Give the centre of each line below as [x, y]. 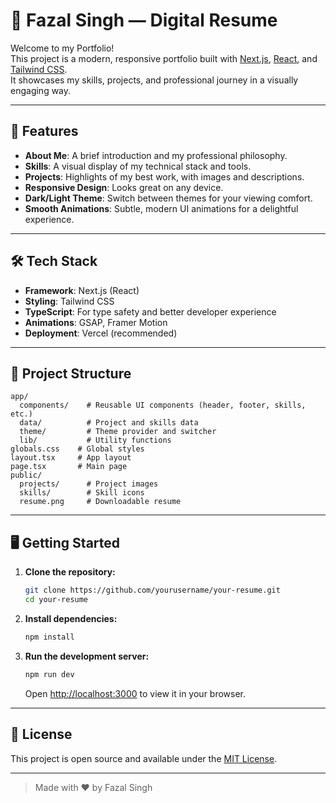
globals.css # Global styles [77, 449]
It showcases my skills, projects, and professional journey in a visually [154, 80]
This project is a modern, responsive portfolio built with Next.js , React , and [164, 58]
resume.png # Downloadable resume [100, 502]
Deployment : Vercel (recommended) [101, 333]
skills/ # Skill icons [82, 493]
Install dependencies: [71, 618]
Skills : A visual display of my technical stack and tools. [138, 166]
